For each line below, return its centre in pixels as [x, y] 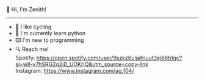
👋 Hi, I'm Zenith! [27, 9]
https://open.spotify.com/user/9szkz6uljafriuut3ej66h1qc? [109, 58]
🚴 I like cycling [33, 27]
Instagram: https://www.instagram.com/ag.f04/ [74, 71]
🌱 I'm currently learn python [50, 33]
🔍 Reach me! [32, 49]
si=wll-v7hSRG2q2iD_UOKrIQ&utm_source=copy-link [82, 64]
